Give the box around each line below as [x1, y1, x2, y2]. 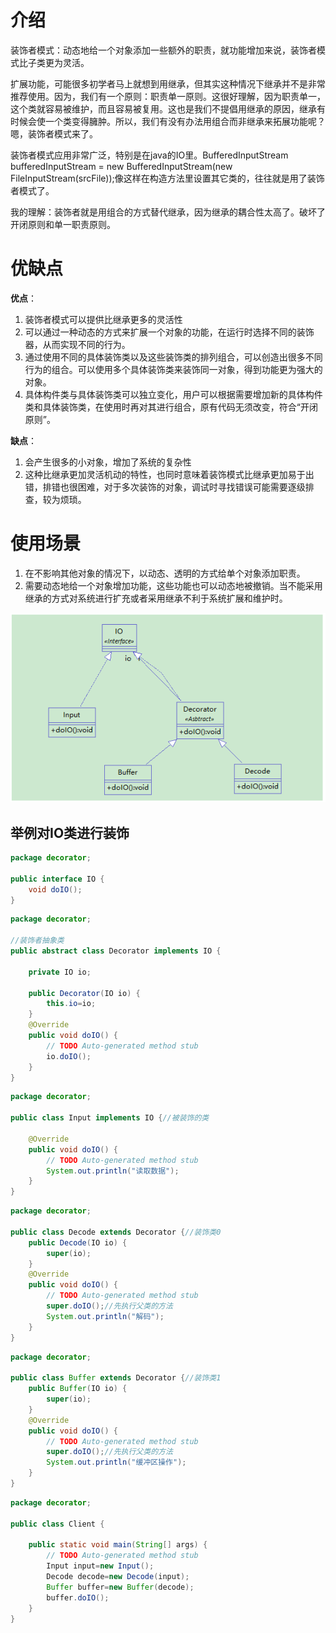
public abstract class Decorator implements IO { [10, 946, 222, 956]
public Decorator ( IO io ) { [28, 988, 141, 998]
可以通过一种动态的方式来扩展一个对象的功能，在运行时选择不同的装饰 [24, 326, 315, 338]
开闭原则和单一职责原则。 [10, 218, 116, 230]
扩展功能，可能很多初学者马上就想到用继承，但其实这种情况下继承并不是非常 [10, 77, 326, 90]
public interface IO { [10, 874, 105, 884]
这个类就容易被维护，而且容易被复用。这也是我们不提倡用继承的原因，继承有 [10, 102, 326, 115]
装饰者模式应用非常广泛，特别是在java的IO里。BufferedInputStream [10, 149, 289, 161]
